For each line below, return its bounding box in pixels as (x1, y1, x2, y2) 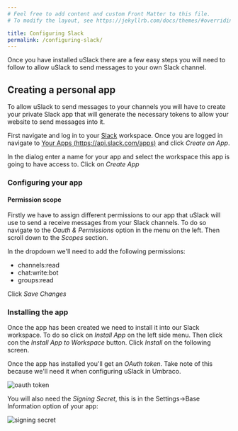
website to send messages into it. (7, 117, 105, 126)
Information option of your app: (7, 402, 98, 410)
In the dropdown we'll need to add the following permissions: (7, 247, 186, 255)
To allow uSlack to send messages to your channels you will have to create (7, 103, 226, 111)
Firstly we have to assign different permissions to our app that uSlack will (7, 211, 221, 219)
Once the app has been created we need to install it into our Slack (7, 323, 200, 332)
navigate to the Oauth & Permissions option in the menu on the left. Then (7, 226, 220, 234)
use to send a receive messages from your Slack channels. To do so (7, 219, 207, 227)
